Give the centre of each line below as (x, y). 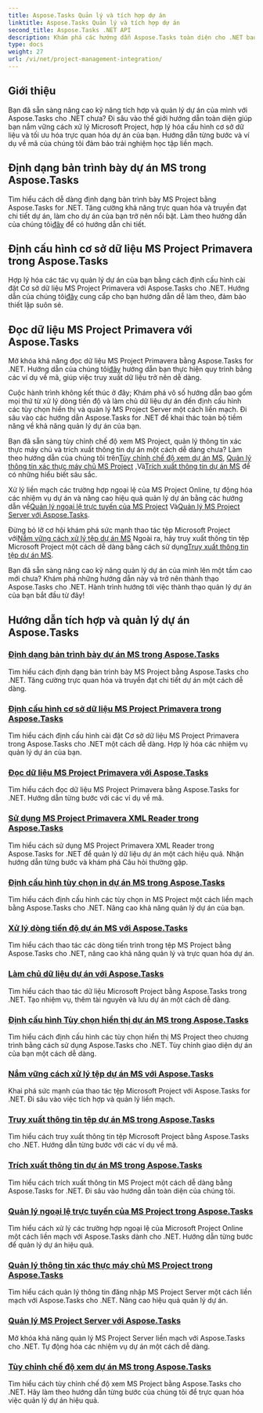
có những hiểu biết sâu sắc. (53, 475)
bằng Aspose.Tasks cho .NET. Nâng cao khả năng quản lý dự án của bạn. (126, 908)
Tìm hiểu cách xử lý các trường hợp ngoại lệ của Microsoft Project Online (126, 1229)
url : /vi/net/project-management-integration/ (85, 60)
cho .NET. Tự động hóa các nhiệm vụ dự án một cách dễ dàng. (109, 1346)
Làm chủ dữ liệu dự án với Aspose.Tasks (86, 974)
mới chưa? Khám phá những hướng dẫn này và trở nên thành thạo (113, 579)
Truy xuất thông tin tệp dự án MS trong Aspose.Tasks (112, 1119)
